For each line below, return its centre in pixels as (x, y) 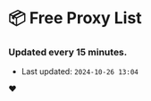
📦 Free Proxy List (75, 18)
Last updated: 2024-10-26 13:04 (80, 72)
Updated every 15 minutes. (68, 53)
